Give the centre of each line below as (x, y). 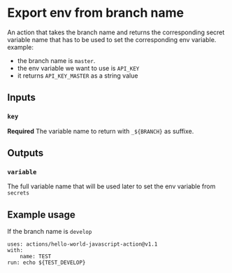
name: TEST (36, 257)
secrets (19, 193)
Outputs (26, 153)
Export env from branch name (95, 13)
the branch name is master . (56, 60)
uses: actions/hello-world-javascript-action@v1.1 (82, 244)
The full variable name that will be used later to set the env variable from (111, 186)
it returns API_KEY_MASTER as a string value (78, 76)
